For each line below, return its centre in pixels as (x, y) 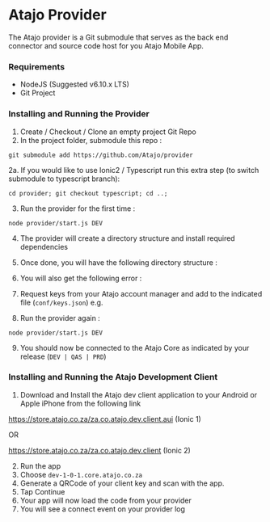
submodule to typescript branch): (64, 179)
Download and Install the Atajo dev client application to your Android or (139, 394)
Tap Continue (42, 491)
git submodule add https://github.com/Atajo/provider (101, 155)
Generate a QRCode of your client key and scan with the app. (122, 483)
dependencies (44, 246)
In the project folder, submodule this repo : (91, 140)
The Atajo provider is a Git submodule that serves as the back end (118, 37)
